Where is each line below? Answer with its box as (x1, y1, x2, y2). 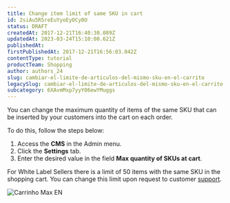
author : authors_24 (7, 67, 63, 74)
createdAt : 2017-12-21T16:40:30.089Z (7, 29, 116, 36)
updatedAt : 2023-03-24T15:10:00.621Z (7, 36, 116, 43)
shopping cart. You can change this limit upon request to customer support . (7, 175, 222, 183)
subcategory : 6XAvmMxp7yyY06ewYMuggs (7, 87, 116, 94)
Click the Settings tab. (17, 147, 81, 156)
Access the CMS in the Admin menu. (17, 140, 122, 148)
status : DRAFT (7, 23, 48, 30)
